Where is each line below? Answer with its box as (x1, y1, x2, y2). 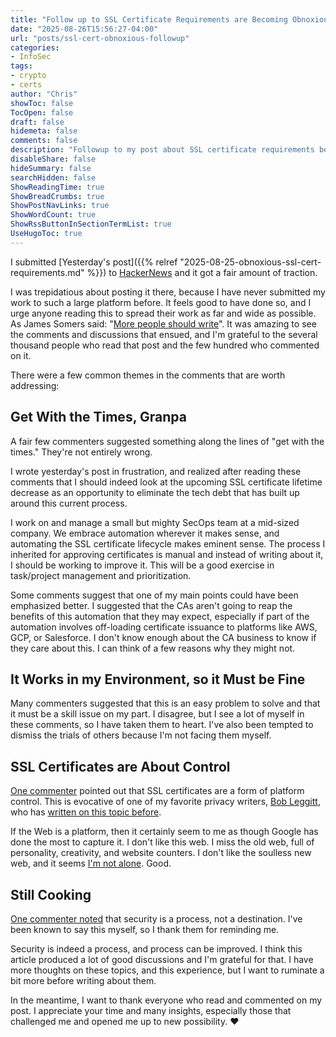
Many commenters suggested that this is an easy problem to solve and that (10, 697, 321, 710)
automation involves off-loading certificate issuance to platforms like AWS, (10, 621, 318, 633)
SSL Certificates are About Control (10, 758, 231, 775)
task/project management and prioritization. (10, 569, 192, 581)
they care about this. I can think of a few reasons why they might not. (10, 642, 296, 654)
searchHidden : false (10, 172, 97, 183)
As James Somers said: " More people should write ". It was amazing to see (10, 317, 317, 330)
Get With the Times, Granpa (10, 409, 187, 426)
